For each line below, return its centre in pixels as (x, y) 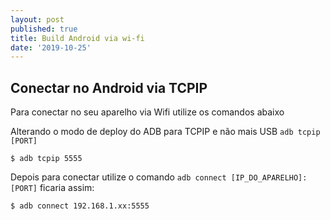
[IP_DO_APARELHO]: (269, 178)
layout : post (37, 19)
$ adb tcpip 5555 (46, 159)
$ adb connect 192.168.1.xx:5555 (80, 206)
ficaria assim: (67, 188)
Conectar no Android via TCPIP (109, 87)
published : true (44, 29)
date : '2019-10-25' (51, 47)
